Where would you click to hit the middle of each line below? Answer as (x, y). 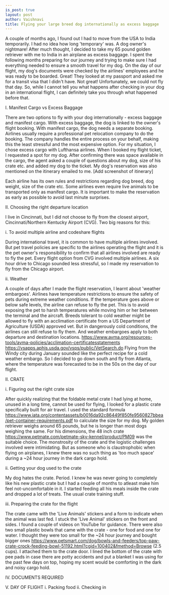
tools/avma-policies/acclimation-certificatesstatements (63, 342)
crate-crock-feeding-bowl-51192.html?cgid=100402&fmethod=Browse (79, 546)
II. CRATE (15, 379)
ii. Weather (16, 279)
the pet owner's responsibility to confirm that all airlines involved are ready (83, 253)
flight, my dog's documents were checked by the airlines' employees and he (84, 71)
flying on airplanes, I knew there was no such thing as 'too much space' (80, 453)
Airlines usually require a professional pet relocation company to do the (79, 134)
